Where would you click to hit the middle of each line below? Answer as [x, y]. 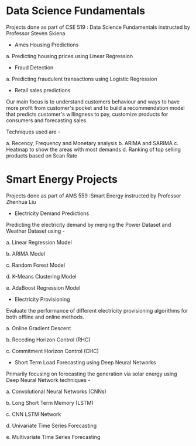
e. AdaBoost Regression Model [43, 288]
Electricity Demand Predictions [52, 213]
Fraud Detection [34, 67]
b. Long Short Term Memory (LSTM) [50, 403]
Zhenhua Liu [21, 202]
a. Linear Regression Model [39, 242]
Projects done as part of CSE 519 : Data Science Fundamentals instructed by [98, 27]
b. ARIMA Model [26, 253]
